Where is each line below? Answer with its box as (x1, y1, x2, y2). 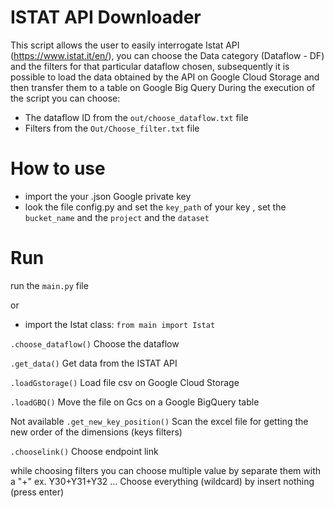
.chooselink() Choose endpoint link (10, 445, 159, 457)
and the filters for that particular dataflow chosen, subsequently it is (10, 60, 290, 72)
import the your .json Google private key (24, 190, 192, 202)
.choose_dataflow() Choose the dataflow (10, 337, 180, 350)
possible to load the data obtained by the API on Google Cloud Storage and (10, 71, 320, 83)
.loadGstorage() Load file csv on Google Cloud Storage (10, 376, 240, 388)
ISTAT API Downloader (10, 6, 202, 29)
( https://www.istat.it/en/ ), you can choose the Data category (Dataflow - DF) (10, 49, 325, 61)
